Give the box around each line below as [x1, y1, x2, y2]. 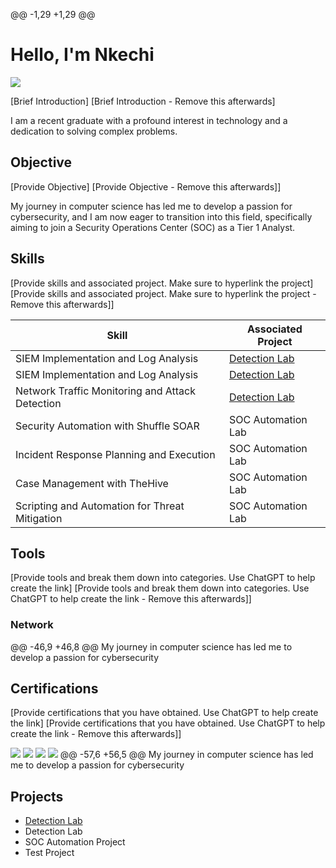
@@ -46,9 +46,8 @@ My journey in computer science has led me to [10, 640, 293, 653]
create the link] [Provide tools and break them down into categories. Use [10, 582, 310, 594]
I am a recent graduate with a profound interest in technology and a [10, 114, 288, 126]
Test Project [24, 847, 75, 859]
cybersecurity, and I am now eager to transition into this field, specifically [10, 210, 313, 223]
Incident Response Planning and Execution [15, 447, 216, 461]
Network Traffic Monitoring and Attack [15, 384, 196, 398]
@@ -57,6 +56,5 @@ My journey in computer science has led [59, 749, 314, 761]
